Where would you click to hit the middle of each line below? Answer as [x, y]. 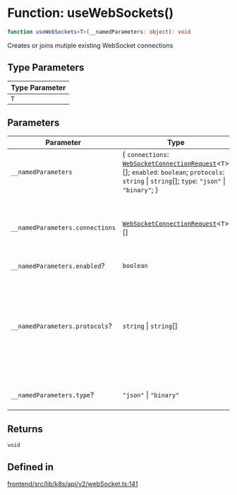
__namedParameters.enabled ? [58, 266]
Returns [25, 429]
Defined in [31, 467]
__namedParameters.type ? [53, 395]
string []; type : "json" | [188, 181]
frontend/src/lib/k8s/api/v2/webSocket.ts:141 [73, 484]
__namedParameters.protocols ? [62, 326]
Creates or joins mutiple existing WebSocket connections [90, 45]
